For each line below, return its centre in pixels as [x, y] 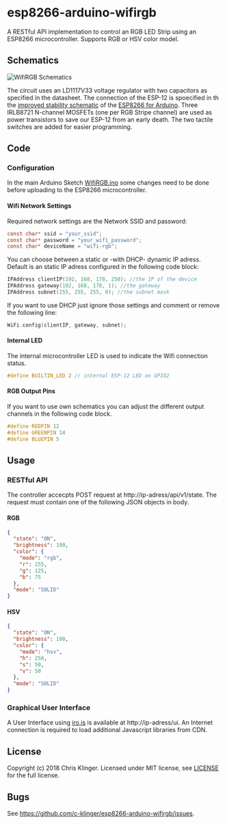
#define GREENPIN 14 [37, 433]
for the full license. [34, 775]
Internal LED [25, 340]
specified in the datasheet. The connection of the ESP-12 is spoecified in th [113, 97]
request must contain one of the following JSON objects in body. [98, 502]
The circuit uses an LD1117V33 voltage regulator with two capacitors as [107, 90]
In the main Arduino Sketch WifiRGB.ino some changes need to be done [108, 183]
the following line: [32, 312]
